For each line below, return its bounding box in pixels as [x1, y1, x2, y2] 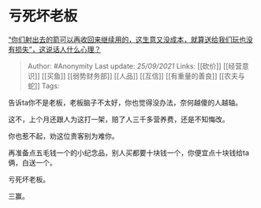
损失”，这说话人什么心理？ [14, 44, 102, 54]
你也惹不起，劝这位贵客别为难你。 [8, 131, 119, 140]
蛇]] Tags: [27, 80, 60, 91]
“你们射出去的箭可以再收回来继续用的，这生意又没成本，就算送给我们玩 [8, 35, 240, 44]
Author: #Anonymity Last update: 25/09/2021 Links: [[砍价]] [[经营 [27, 61, 243, 71]
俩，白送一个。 [8, 158, 57, 167]
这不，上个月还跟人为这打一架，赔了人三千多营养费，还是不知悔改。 [8, 114, 229, 124]
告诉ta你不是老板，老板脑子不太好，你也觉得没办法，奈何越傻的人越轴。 [8, 98, 243, 107]
